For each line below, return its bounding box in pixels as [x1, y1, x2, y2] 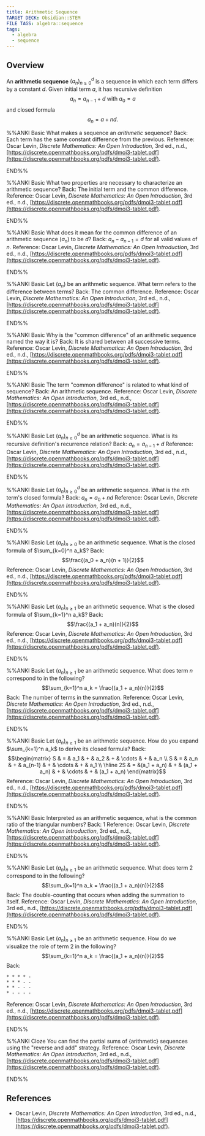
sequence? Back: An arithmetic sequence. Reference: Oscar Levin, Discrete [6, 388, 198, 395]
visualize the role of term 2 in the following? [6, 943, 116, 950]
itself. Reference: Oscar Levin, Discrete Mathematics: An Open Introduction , [6, 897, 198, 905]
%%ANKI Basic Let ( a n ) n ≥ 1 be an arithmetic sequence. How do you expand [6, 737, 199, 746]
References [6, 1093, 51, 1103]
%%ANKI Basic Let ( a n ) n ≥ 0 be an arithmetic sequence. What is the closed [6, 538, 196, 547]
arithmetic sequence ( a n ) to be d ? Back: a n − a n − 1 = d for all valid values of [6, 235, 198, 244]
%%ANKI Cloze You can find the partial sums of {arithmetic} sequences [6, 1037, 188, 1045]
